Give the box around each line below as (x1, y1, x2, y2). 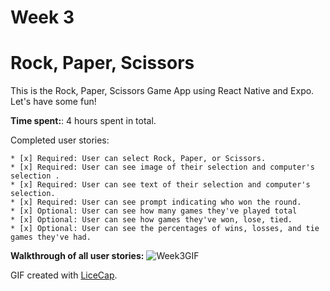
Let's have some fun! (10, 96, 97, 108)
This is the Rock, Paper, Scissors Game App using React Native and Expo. (10, 85, 315, 97)
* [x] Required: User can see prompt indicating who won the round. (10, 197, 302, 208)
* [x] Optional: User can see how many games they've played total (10, 206, 298, 216)
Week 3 (10, 6, 75, 29)
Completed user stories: (10, 134, 110, 146)
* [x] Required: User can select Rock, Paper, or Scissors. (10, 154, 267, 164)
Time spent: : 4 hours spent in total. (10, 115, 157, 127)
